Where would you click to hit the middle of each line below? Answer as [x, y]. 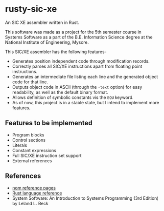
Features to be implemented [49, 123]
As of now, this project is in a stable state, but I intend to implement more [86, 102]
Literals [20, 145]
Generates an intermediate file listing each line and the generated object [85, 77]
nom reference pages [34, 188]
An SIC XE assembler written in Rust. [42, 22]
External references [32, 161]
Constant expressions [34, 150]
